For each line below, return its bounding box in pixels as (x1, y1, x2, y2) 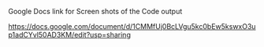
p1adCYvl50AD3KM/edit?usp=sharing (8, 31, 132, 39)
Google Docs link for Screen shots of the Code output (8, 7, 183, 16)
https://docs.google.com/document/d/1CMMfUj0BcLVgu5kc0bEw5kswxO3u (8, 22, 256, 31)
